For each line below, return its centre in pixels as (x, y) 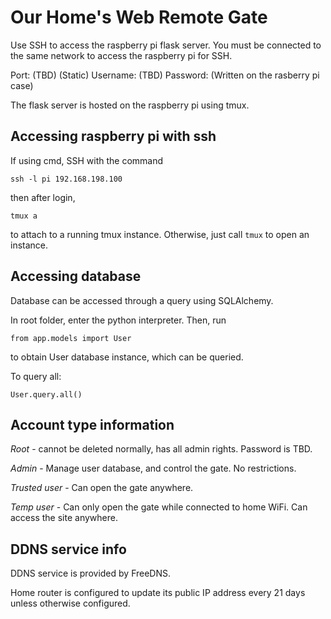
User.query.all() (46, 394)
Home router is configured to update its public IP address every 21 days (158, 593)
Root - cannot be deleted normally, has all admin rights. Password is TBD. (161, 449)
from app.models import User (71, 338)
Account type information (92, 424)
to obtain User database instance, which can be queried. (127, 357)
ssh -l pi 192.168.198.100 (66, 179)
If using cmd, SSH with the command (87, 160)
